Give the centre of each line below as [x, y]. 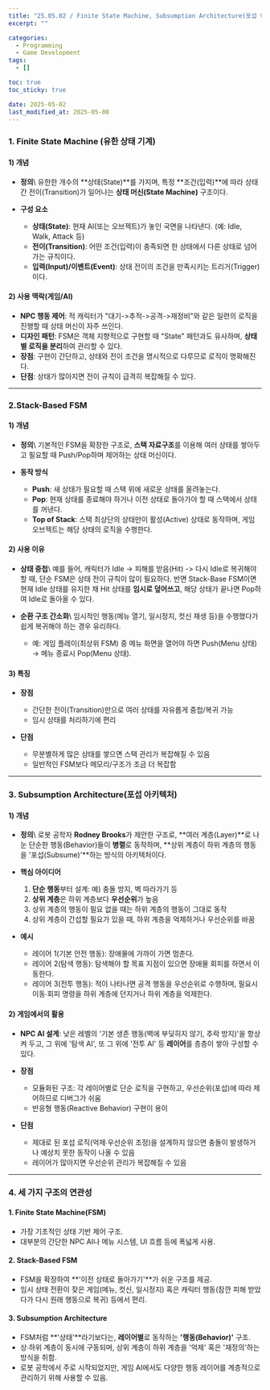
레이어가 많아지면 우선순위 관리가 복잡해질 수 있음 [109, 1162]
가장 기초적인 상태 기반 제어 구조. [71, 1231]
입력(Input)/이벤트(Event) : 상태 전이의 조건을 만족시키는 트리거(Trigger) [146, 266]
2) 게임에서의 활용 [36, 1014]
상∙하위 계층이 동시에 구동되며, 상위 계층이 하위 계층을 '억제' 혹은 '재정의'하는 [140, 1347]
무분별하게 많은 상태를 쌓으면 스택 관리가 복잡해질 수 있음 [121, 754]
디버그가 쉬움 [81, 1097]
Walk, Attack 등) [58, 236]
